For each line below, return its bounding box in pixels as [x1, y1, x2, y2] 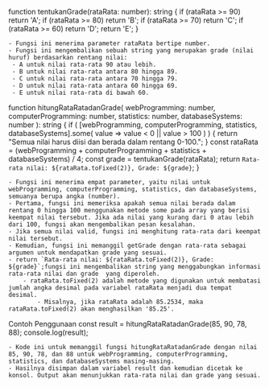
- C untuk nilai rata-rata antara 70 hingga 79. [11, 75, 179, 83]
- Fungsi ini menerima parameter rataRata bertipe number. [8, 39, 211, 47]
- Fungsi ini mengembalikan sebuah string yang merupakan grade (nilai [8, 47, 254, 55]
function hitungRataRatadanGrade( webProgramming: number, [8, 103, 216, 112]
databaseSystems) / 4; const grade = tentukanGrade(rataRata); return [8, 154, 240, 163]
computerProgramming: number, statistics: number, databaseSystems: [8, 112, 243, 121]
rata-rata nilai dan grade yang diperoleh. [8, 270, 160, 278]
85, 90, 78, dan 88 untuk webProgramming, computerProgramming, [8, 350, 229, 358]
